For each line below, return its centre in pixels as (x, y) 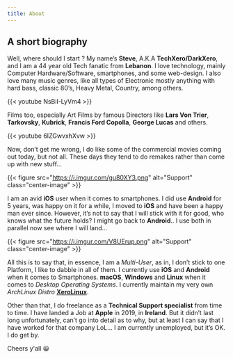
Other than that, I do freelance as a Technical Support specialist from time (115, 305)
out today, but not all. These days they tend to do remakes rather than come (116, 157)
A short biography (48, 42)
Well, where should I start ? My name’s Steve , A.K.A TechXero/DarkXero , (112, 58)
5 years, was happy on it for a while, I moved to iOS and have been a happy (115, 206)
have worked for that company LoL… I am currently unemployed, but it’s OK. (116, 328)
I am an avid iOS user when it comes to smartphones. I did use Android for (114, 198)
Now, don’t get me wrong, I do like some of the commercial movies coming (114, 150)
